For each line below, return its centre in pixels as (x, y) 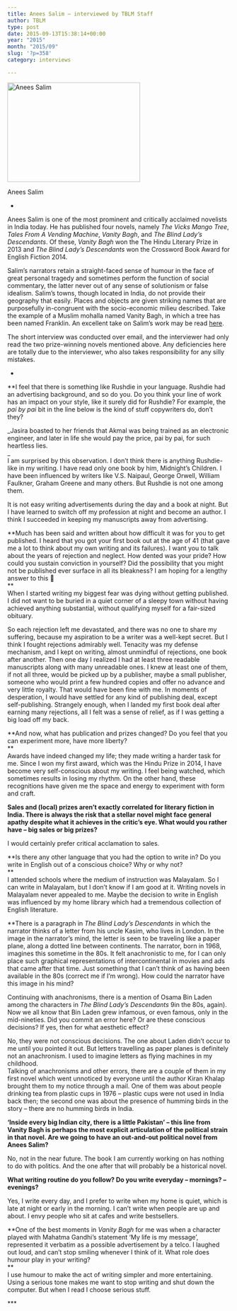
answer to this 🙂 (31, 578)
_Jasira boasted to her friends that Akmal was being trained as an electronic (118, 430)
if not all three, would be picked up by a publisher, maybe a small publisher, (117, 674)
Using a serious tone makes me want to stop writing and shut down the (111, 1282)
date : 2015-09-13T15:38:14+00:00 (57, 34)
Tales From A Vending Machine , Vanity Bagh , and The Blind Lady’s (105, 234)
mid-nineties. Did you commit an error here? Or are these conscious (106, 1020)
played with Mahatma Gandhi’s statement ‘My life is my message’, (103, 1237)
